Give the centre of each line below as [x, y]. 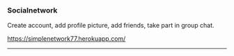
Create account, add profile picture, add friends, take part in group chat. [111, 26]
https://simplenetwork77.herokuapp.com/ [67, 39]
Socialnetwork [32, 10]
